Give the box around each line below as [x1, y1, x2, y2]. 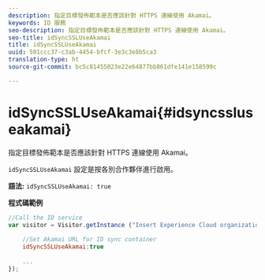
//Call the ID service [8, 214, 83, 222]
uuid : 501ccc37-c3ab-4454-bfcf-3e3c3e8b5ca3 [8, 48, 157, 56]
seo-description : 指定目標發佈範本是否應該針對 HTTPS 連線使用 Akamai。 [8, 26, 230, 34]
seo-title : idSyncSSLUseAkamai [8, 33, 111, 42]
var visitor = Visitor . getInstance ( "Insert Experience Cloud [8, 221, 217, 229]
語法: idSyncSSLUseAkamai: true [8, 181, 112, 190]
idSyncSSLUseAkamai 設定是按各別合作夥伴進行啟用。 [8, 164, 177, 174]
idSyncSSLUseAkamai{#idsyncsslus [8, 103, 254, 121]
